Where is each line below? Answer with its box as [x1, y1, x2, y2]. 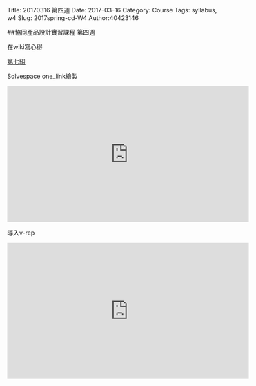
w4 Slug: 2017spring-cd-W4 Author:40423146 [7, 14, 139, 22]
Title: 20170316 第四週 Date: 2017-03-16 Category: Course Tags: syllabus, [7, 6, 217, 14]
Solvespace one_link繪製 [7, 72, 78, 80]
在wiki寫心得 [7, 43, 43, 50]
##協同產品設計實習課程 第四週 [7, 28, 95, 36]
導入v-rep [7, 229, 35, 237]
